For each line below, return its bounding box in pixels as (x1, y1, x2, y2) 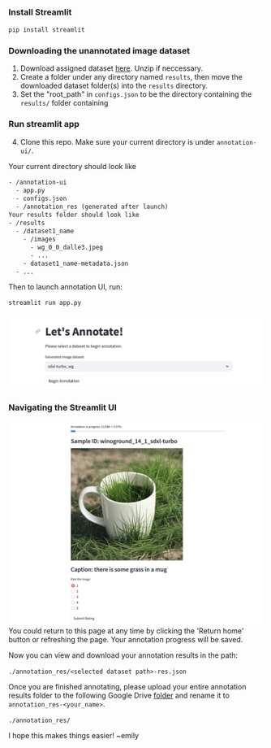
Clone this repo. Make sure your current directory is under (19, 137, 215, 146)
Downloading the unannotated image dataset (8, 46, 191, 57)
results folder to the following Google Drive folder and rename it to (8, 690, 230, 700)
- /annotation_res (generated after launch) (15, 202, 169, 211)
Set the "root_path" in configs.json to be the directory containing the (19, 89, 252, 99)
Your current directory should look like (8, 161, 136, 171)
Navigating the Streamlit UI (8, 402, 118, 413)
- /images (23, 235, 57, 243)
